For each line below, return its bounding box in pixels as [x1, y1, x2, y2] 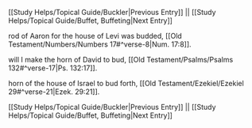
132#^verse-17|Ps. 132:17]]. [8, 63, 98, 73]
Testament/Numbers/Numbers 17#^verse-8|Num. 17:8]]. [8, 40, 192, 49]
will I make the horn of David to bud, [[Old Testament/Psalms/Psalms [8, 55, 234, 64]
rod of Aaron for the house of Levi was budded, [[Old [8, 32, 183, 40]
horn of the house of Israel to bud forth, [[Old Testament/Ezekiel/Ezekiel [8, 79, 244, 88]
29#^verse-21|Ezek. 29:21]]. [8, 87, 100, 96]
